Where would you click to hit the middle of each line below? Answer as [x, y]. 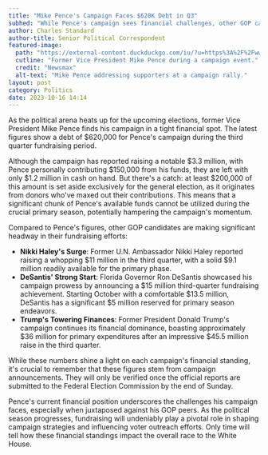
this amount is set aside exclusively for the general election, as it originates [132, 187]
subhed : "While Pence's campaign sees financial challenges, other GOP [130, 23]
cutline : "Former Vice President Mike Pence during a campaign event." [137, 61]
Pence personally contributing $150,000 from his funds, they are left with [128, 170]
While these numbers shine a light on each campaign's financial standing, [130, 361]
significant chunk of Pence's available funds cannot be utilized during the [129, 204]
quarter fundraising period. [53, 146]
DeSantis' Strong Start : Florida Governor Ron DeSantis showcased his [136, 277]
